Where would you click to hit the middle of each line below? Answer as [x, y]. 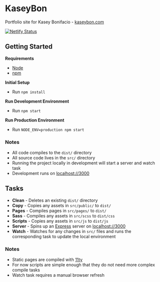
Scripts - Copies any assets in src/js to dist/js [60, 221]
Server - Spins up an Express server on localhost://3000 [69, 226]
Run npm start [26, 110]
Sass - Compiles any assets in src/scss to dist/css [64, 216]
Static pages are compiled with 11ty [47, 260]
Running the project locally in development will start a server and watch [83, 163]
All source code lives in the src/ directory [54, 158]
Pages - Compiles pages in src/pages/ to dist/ [59, 211]
